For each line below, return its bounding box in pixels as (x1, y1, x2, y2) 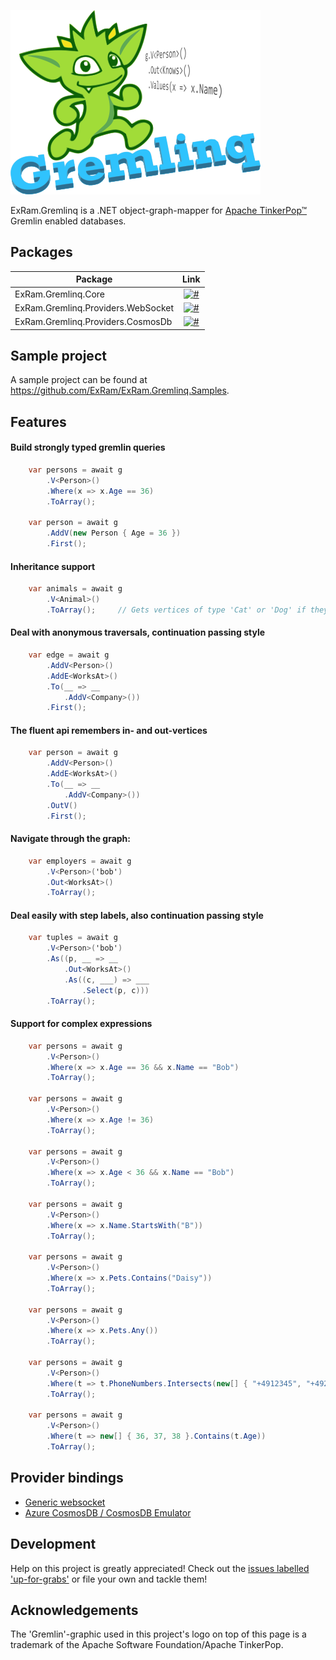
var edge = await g (28, 650, 110, 660)
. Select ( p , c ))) (81, 985, 150, 995)
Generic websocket (24, 1496, 106, 1508)
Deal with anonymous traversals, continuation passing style (10, 626, 266, 639)
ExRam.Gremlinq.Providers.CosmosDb (14, 316, 173, 328)
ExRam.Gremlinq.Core (14, 288, 105, 300)
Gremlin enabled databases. (10, 215, 127, 227)
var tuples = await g (28, 933, 118, 943)
